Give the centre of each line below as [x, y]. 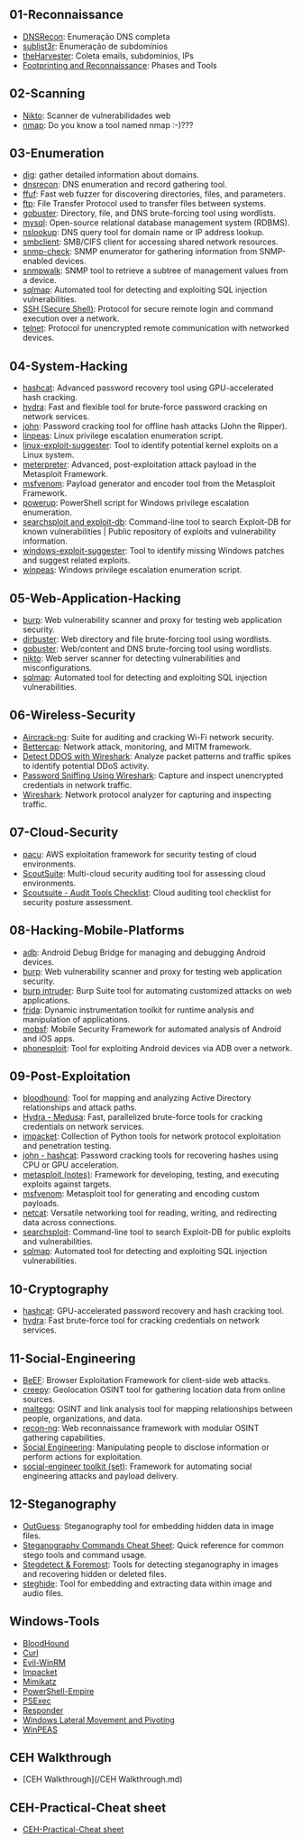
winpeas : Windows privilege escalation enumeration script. [132, 570]
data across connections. [69, 1223]
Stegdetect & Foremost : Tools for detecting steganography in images [151, 1564]
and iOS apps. [48, 1038]
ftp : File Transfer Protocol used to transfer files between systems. [144, 204]
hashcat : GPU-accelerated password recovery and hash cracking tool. [153, 1311]
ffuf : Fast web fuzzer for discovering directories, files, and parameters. [154, 194]
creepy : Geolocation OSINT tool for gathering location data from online [154, 1389]
